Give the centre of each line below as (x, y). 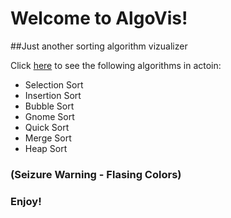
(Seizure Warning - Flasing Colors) (96, 174)
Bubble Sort (49, 106)
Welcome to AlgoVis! (99, 18)
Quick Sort (47, 127)
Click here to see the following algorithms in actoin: (116, 65)
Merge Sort (48, 138)
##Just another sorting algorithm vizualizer (99, 46)
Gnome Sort (49, 116)
